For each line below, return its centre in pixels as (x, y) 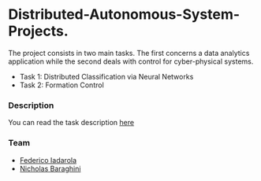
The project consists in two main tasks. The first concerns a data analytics (129, 53)
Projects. (38, 31)
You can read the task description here (71, 123)
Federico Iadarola (48, 160)
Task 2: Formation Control (62, 85)
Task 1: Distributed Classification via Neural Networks (106, 76)
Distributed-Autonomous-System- (124, 15)
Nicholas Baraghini (50, 168)
